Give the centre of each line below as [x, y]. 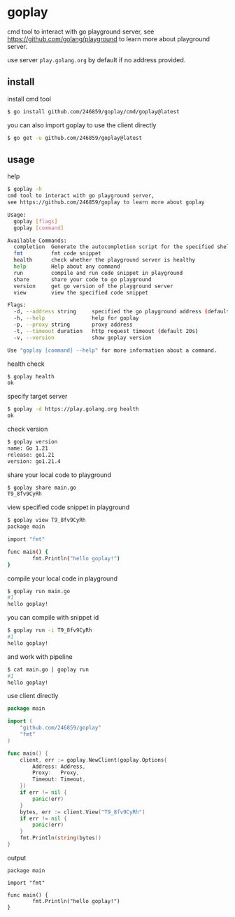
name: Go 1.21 [28, 448]
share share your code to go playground [83, 279]
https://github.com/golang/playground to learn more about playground [109, 38]
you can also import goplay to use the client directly [82, 125]
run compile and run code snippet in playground [98, 273]
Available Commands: [37, 241]
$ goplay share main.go [42, 488]
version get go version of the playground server [93, 286]
